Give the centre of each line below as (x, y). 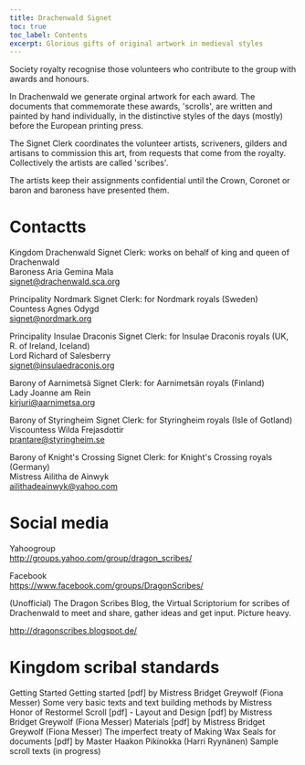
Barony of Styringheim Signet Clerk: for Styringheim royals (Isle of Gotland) (151, 420)
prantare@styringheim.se (57, 440)
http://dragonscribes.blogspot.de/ (74, 631)
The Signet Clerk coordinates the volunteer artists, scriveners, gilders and (148, 143)
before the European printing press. (77, 126)
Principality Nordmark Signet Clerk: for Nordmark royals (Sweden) (134, 299)
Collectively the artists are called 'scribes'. (89, 163)
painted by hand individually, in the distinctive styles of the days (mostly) (146, 116)
